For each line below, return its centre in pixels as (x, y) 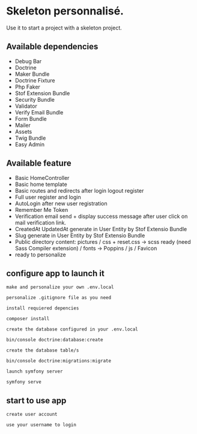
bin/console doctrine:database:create (55, 340)
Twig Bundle (30, 138)
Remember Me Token (41, 209)
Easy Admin (30, 144)
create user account (32, 414)
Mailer (23, 125)
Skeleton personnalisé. (65, 11)
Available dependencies (52, 47)
